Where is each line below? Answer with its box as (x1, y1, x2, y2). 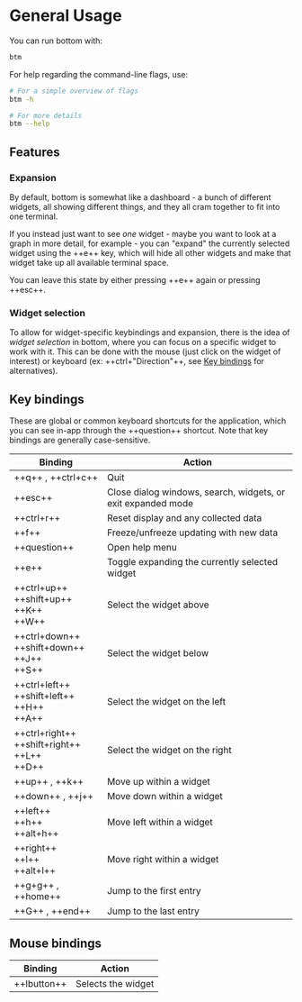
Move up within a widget (106, 776, 211, 788)
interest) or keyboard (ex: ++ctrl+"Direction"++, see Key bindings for (9, 356, 265, 367)
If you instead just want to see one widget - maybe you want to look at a (9, 229, 277, 239)
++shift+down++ (13, 642, 85, 654)
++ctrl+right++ (13, 727, 76, 740)
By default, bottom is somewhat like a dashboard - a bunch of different (9, 192, 271, 203)
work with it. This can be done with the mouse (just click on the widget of (9, 346, 281, 357)
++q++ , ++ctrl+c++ (13, 471, 99, 484)
